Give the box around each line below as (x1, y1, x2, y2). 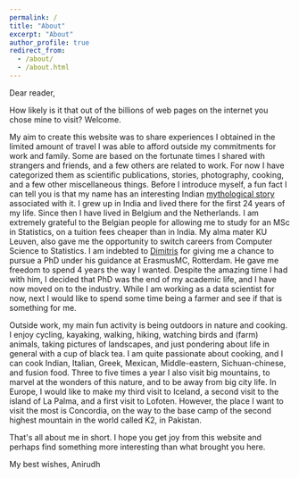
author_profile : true (9, 38, 90, 47)
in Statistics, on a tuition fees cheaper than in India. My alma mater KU (9, 226, 268, 237)
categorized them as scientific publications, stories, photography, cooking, (9, 169, 284, 180)
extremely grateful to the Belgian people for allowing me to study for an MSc (9, 216, 290, 228)
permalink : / (9, 13, 58, 22)
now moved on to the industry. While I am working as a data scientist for (9, 283, 275, 294)
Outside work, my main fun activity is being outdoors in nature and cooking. (9, 319, 288, 331)
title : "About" (9, 21, 66, 30)
